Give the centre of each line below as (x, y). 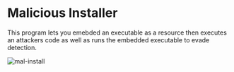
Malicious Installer (63, 13)
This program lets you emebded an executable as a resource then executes (117, 32)
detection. (22, 47)
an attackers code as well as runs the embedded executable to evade (109, 40)
